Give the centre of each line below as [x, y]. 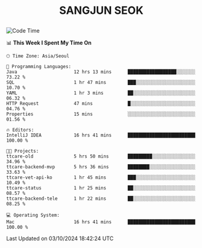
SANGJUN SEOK [101, 11]
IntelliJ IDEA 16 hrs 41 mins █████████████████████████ [101, 135]
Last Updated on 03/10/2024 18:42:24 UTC [60, 238]
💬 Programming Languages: [39, 67]
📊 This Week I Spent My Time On [49, 43]
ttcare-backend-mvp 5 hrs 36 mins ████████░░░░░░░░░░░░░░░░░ [101, 167]
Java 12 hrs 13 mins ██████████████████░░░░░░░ [101, 72]
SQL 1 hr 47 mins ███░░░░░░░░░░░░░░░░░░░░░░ [101, 83]
